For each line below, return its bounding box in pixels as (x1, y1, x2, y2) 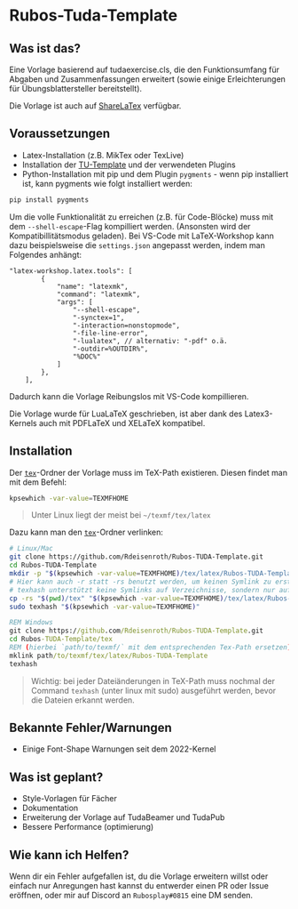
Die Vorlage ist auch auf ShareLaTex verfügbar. (9, 101, 182, 111)
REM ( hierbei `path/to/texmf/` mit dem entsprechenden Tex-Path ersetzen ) (9, 643, 292, 652)
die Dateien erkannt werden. (30, 695, 135, 705)
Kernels (9, 417, 37, 428)
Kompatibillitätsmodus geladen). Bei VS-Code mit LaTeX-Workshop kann (9, 230, 275, 241)
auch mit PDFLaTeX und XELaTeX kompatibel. (38, 417, 206, 428)
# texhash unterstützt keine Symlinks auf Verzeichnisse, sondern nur (9, 585, 276, 594)
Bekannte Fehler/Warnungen (9, 720, 173, 736)
